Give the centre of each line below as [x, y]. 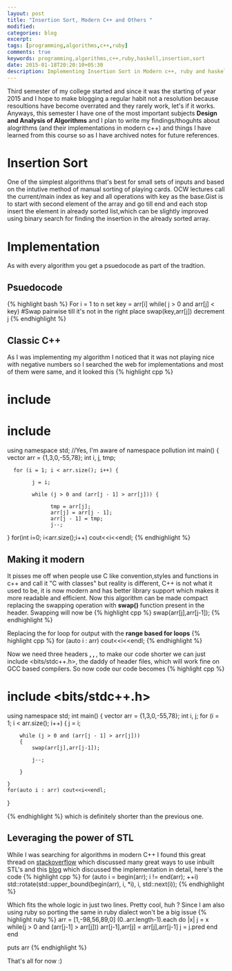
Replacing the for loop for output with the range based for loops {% [104, 633]
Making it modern [46, 559]
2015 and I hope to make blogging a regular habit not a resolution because [113, 98]
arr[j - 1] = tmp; [77, 519]
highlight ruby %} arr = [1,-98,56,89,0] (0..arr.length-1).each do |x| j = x [108, 919]
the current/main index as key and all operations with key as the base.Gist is [115, 197]
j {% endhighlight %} [37, 319]
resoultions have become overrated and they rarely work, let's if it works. [111, 106]
